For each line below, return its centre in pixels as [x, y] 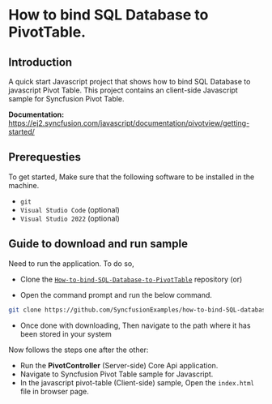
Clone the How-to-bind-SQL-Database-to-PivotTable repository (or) [131, 279]
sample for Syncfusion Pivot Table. [66, 99]
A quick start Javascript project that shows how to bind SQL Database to [130, 82]
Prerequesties [45, 157]
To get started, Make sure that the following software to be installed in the [132, 177]
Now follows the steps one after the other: [79, 350]
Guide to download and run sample [98, 244]
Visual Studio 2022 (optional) [70, 218]
